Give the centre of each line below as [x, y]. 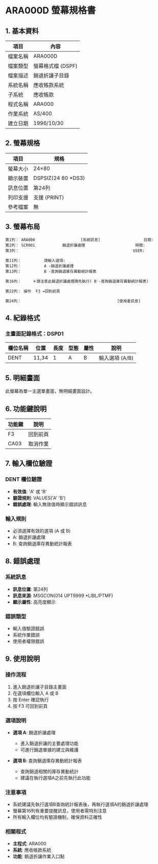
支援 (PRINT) [49, 197]
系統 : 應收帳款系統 [32, 850]
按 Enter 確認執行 [31, 700]
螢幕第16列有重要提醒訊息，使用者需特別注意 [60, 811]
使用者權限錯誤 [28, 641]
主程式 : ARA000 [30, 844]
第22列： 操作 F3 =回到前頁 [33, 291]
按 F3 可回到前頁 [30, 706]
